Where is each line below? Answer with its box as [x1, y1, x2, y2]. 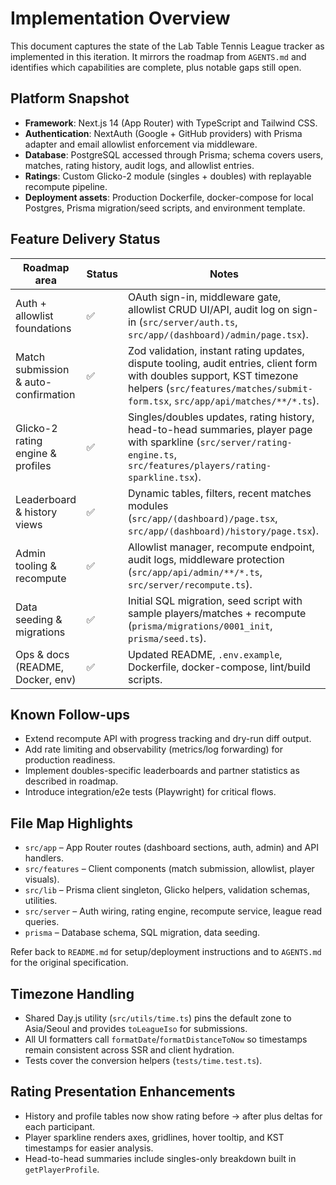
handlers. [24, 852, 65, 864]
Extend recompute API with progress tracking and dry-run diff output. [24, 733, 312, 745]
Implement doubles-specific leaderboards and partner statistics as [24, 765, 300, 777]
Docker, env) [15, 672, 77, 686]
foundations [15, 321, 72, 335]
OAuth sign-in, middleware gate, [127, 290, 282, 304]
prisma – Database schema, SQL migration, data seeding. [24, 927, 261, 939]
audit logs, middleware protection [127, 552, 285, 566]
